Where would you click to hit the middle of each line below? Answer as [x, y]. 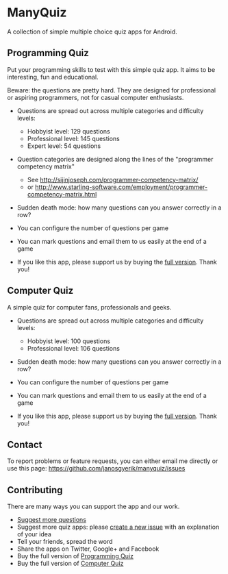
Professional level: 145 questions [73, 138]
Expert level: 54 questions [64, 146]
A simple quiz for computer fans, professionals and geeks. [89, 307]
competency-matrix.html [62, 194]
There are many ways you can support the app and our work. [93, 507]
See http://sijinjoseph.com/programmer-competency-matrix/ [113, 179]
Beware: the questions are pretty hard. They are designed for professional [112, 90]
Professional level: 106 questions [73, 348]
